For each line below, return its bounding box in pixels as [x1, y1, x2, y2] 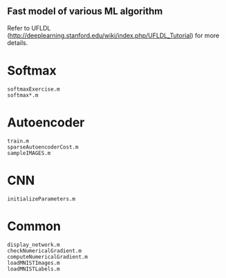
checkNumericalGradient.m [7, 247, 82, 254]
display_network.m [7, 241, 60, 248]
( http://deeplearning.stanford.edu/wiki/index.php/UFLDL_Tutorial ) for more [7, 31, 220, 39]
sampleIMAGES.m [7, 149, 51, 156]
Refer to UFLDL [7, 24, 51, 32]
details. [7, 38, 28, 47]
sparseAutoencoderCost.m [7, 143, 79, 151]
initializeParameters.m [7, 195, 76, 203]
